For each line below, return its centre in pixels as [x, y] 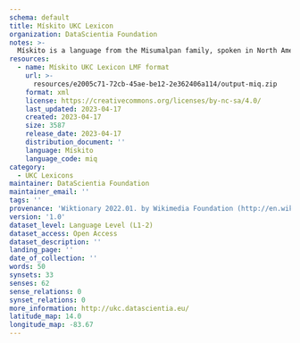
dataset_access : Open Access [63, 233]
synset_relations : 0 [48, 300]
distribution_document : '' [75, 142]
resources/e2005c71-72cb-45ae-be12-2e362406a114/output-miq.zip [155, 84]
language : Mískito [59, 150]
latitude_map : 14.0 [46, 317]
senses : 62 [29, 283]
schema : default [39, 17]
